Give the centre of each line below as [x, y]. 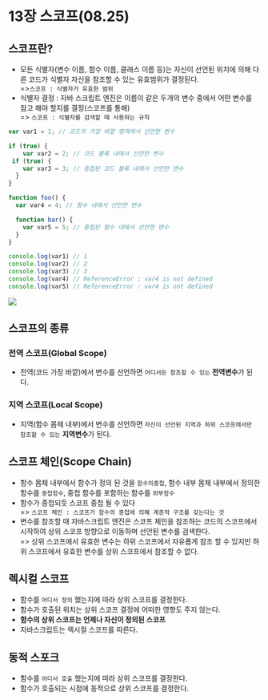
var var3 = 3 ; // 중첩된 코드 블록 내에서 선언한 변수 [103, 168]
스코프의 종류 [39, 328]
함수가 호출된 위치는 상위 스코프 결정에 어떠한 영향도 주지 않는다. [120, 609]
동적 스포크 [34, 657]
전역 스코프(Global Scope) [58, 354]
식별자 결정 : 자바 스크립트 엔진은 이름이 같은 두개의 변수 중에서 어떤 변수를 [136, 98]
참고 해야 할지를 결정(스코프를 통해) [75, 108]
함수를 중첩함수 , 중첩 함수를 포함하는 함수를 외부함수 [97, 492]
